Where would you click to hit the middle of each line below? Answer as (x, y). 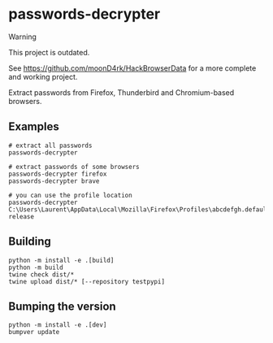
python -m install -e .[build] (61, 260)
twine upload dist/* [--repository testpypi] (87, 281)
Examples (34, 127)
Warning (22, 37)
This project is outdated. (49, 52)
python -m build (36, 267)
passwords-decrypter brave (54, 181)
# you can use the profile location (70, 195)
